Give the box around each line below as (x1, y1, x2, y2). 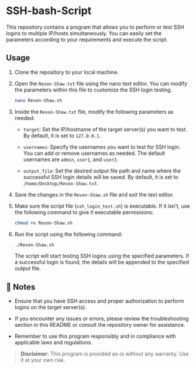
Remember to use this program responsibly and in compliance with (14, 333, 177, 340)
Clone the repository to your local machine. (14, 69, 119, 76)
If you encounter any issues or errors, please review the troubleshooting (14, 315, 189, 322)
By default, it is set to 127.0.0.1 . (23, 132, 101, 139)
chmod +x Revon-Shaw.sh (14, 220, 73, 226)
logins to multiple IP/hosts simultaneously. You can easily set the (6, 29, 162, 36)
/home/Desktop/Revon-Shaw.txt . (23, 180, 99, 187)
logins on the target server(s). (14, 304, 87, 311)
